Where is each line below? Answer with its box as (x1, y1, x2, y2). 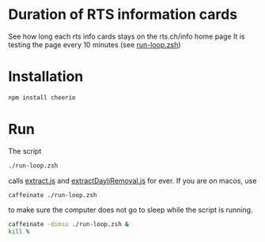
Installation (8, 68, 84, 86)
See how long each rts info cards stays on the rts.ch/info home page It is (8, 32, 245, 41)
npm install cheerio (8, 93, 77, 102)
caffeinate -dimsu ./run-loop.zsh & (8, 221, 129, 229)
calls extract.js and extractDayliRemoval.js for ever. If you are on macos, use (8, 176, 257, 185)
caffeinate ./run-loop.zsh (8, 191, 97, 199)
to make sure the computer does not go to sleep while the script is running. (8, 205, 253, 214)
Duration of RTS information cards (8, 6, 238, 24)
